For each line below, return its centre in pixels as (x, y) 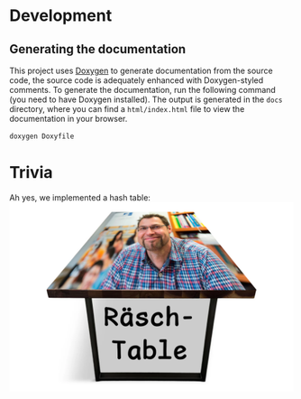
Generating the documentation (98, 49)
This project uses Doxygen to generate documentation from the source (141, 70)
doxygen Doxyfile (42, 136)
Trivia (31, 173)
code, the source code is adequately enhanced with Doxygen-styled (137, 80)
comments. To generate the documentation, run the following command (143, 90)
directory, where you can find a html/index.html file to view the (127, 109)
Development (61, 16)
